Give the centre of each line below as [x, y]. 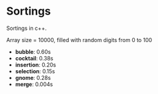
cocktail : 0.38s [34, 58]
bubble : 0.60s [33, 52]
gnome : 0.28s [33, 78]
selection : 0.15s [35, 71]
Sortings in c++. [27, 28]
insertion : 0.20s [35, 65]
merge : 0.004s [34, 84]
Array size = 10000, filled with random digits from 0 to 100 [79, 40]
